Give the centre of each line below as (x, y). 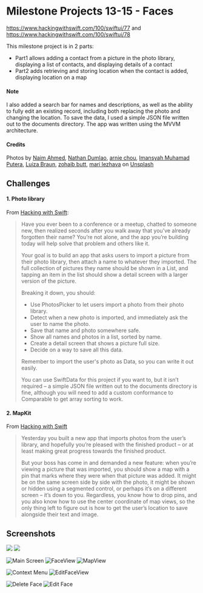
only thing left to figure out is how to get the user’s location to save (104, 508)
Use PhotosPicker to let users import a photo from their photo (107, 304)
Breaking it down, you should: (58, 293)
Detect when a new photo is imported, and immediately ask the (109, 317)
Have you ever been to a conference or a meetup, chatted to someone (109, 224)
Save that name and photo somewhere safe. (85, 330)
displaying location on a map (51, 77)
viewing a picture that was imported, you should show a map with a (105, 469)
